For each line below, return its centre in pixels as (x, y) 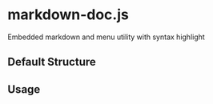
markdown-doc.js (68, 15)
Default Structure (52, 62)
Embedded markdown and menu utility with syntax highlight (106, 37)
